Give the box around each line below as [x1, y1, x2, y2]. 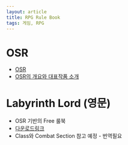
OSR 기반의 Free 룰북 [14, 117, 66, 125]
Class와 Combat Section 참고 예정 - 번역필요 [14, 132, 122, 140]
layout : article [6, 8, 47, 15]
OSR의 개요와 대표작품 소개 [14, 73, 79, 80]
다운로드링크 [14, 125, 45, 132]
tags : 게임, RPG [6, 20, 44, 26]
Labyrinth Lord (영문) [6, 96, 111, 110]
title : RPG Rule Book [6, 14, 61, 20]
